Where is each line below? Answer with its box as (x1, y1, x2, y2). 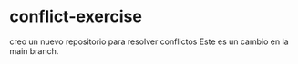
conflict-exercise (9, 6, 143, 27)
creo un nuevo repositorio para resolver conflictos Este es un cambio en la (9, 36, 289, 47)
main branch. (9, 45, 59, 56)
